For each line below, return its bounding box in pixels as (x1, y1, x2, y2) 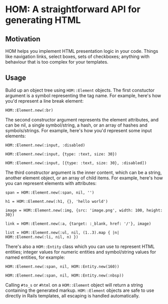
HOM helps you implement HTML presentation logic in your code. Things (5, 48, 159, 54)
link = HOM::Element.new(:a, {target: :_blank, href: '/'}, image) (5, 221, 152, 226)
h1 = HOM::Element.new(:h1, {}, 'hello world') (5, 199, 108, 204)
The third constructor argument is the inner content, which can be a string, (5, 169, 162, 175)
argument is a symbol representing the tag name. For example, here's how (5, 93, 161, 99)
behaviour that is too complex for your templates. (5, 59, 108, 65)
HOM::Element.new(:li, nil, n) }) (5, 234, 79, 239)
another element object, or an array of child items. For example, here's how (5, 174, 163, 181)
